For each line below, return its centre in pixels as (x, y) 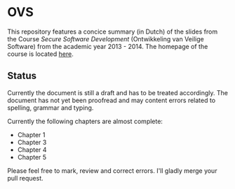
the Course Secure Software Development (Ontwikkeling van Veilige (106, 38)
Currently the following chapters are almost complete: (85, 121)
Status (22, 76)
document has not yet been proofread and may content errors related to (112, 100)
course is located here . (40, 54)
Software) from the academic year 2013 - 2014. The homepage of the (108, 46)
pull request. (25, 178)
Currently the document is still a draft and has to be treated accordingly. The (117, 92)
